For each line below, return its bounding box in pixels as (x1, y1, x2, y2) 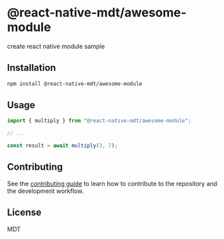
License (7, 207, 42, 218)
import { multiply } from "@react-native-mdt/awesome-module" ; (7, 117, 192, 124)
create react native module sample (7, 42, 105, 50)
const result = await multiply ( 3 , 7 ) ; (7, 142, 118, 149)
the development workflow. (7, 187, 84, 195)
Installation (7, 62, 56, 73)
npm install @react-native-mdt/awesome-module (7, 80, 142, 87)
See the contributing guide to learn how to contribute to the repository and (7, 179, 218, 187)
